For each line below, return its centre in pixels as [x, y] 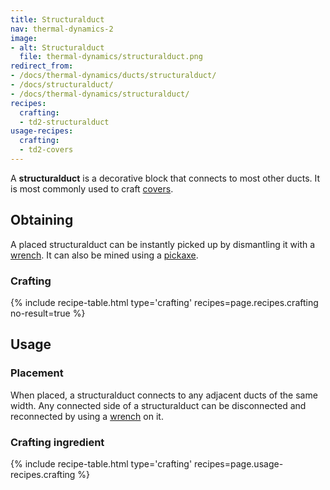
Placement [37, 373]
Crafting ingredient [57, 442]
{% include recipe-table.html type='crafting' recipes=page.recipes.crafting [164, 302]
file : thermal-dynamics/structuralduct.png [111, 57]
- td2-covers [46, 150]
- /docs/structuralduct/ [62, 85]
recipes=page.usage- [239, 463]
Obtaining [42, 220]
